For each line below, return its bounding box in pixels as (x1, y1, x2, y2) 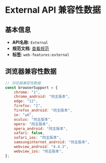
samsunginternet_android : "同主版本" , (14, 140, 90, 145)
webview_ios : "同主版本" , (14, 149, 64, 154)
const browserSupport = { (5, 85, 58, 90)
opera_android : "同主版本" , (14, 126, 68, 131)
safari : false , (14, 131, 45, 136)
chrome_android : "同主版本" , (14, 94, 70, 99)
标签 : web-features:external (12, 52, 70, 57)
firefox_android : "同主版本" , (14, 108, 72, 113)
